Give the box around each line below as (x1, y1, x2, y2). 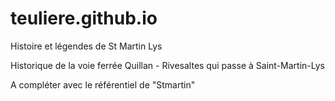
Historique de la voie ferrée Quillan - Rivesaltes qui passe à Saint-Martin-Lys (10, 59, 325, 71)
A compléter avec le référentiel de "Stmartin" (10, 78, 196, 91)
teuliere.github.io (10, 7, 158, 30)
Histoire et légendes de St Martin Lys (10, 40, 163, 52)
